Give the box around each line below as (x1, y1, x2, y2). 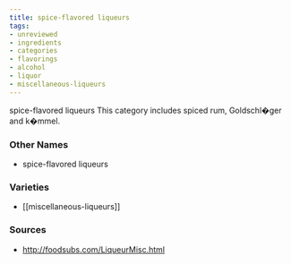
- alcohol (9, 64, 47, 72)
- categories (9, 47, 58, 55)
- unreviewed (9, 30, 58, 38)
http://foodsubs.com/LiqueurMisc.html (21, 243, 166, 255)
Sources (9, 224, 47, 236)
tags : (9, 21, 30, 30)
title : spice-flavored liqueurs (9, 13, 130, 22)
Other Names (9, 138, 69, 150)
